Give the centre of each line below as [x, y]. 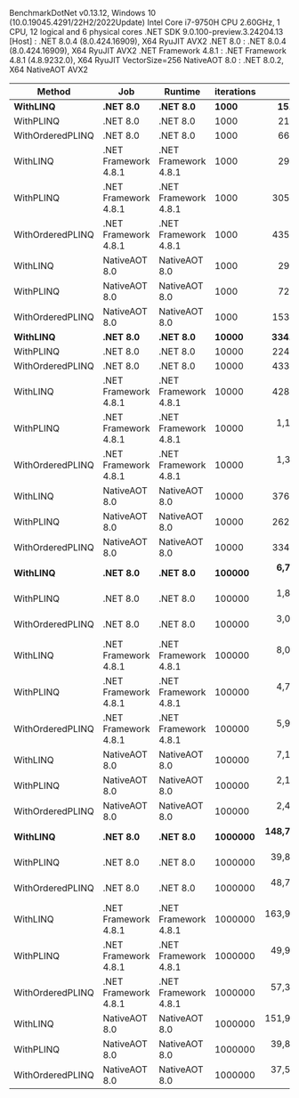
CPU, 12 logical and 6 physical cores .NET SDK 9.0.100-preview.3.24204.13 [146, 32]
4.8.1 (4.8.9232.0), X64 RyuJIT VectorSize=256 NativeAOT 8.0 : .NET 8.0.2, [147, 60]
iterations [235, 91]
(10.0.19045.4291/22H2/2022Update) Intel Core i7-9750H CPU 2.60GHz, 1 [145, 22]
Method [54, 91]
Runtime [182, 91]
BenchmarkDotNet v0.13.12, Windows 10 [83, 13]
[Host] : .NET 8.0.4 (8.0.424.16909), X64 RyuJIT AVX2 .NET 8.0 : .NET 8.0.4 [148, 41]
